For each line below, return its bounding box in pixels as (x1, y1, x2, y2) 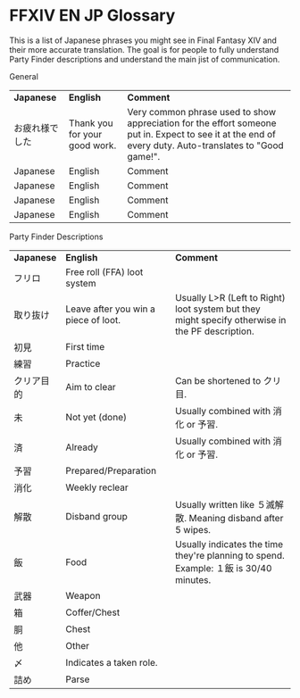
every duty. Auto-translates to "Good (127, 139, 284, 152)
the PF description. (175, 325, 254, 337)
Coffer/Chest (65, 606, 121, 619)
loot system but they (175, 303, 261, 315)
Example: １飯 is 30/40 (175, 561, 272, 574)
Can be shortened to (175, 374, 262, 386)
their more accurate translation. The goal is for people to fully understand (9, 44, 279, 54)
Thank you (68, 117, 113, 129)
